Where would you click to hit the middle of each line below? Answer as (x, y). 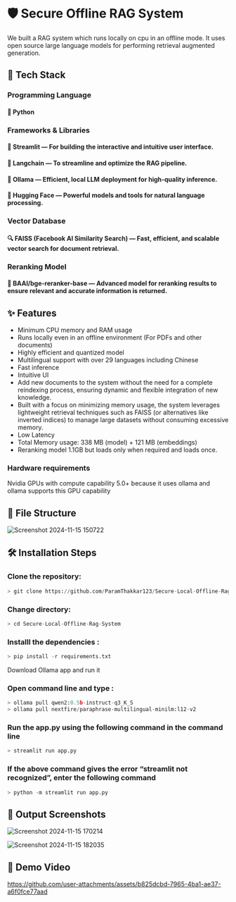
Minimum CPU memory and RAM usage (75, 330)
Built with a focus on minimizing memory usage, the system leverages (118, 404)
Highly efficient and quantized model (71, 352)
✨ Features (32, 313)
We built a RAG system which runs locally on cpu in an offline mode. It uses (116, 38)
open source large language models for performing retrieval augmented (111, 45)
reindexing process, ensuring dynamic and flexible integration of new (118, 390)
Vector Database (37, 221)
